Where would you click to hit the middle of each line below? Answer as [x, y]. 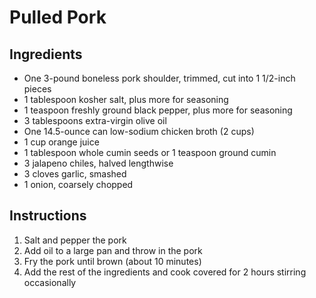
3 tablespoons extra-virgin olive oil [95, 120]
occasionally [50, 282]
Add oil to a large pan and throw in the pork [113, 250]
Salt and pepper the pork [75, 240]
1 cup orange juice [61, 142]
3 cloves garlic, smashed [75, 174]
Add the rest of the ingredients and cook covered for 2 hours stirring [165, 272]
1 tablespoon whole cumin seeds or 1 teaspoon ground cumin [150, 152]
